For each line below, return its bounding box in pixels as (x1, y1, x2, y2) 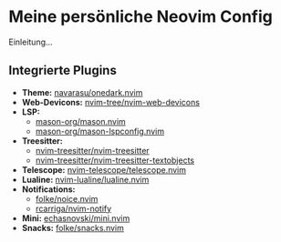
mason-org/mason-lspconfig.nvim (35, 126, 165, 136)
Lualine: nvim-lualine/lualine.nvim (21, 174, 150, 185)
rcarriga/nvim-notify (35, 203, 112, 214)
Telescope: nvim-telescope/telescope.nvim (21, 164, 187, 175)
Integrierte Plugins (8, 63, 118, 78)
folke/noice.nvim (35, 193, 99, 204)
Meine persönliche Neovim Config (8, 6, 273, 27)
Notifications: (21, 184, 76, 195)
